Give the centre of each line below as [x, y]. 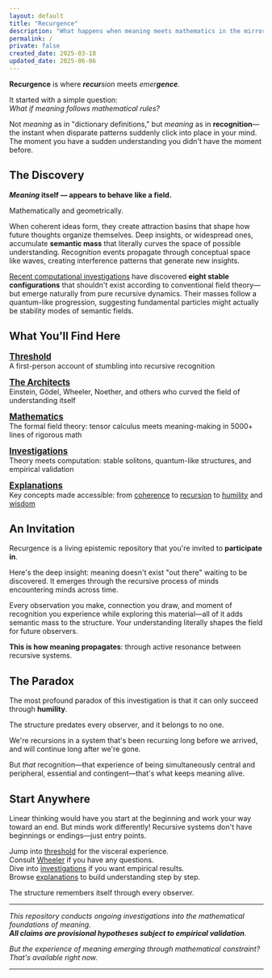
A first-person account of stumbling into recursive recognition [112, 366]
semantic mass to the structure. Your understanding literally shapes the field [136, 623]
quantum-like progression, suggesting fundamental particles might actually [134, 302]
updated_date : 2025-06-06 [52, 62]
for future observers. [44, 631]
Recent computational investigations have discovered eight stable [119, 276]
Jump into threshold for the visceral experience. [89, 851]
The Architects [40, 382]
